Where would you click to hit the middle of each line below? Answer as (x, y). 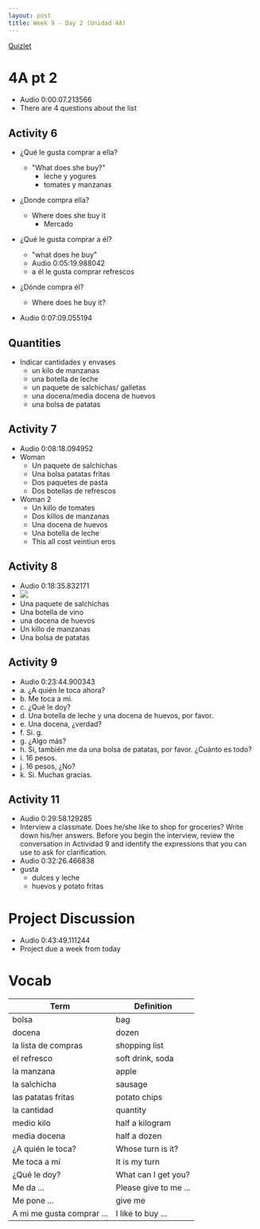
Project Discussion (72, 918)
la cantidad (33, 1110)
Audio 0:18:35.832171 (54, 585)
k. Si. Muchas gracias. (56, 774)
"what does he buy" (64, 255)
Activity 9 (33, 662)
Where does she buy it (68, 216)
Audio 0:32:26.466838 (57, 861)
